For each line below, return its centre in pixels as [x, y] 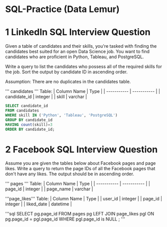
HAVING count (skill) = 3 [29, 125]
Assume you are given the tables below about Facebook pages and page [80, 163]
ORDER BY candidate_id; [30, 129]
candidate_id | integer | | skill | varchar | [46, 97]
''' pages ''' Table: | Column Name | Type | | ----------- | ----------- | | [78, 184]
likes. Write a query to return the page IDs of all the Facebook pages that [80, 169]
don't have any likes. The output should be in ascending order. [70, 174]
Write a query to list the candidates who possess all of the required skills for [83, 67]
